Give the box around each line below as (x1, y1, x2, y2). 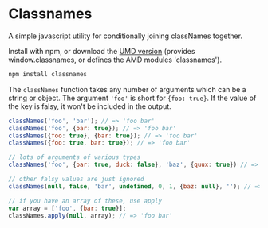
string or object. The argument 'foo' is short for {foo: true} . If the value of (8, 93, 257, 102)
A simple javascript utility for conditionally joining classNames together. (8, 31, 243, 41)
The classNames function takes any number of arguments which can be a (8, 84, 246, 94)
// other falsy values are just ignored (8, 176, 145, 184)
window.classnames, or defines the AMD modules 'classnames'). (8, 55, 222, 64)
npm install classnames (8, 70, 88, 78)
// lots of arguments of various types (8, 153, 141, 161)
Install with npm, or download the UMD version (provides (8, 46, 195, 56)
